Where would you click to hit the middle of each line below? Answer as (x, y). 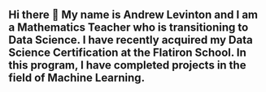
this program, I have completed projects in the (127, 65)
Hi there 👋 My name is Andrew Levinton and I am (133, 15)
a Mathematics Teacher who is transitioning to (129, 28)
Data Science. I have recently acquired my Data (131, 40)
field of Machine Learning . (76, 78)
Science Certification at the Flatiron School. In (127, 53)
